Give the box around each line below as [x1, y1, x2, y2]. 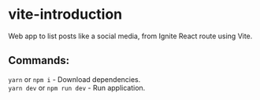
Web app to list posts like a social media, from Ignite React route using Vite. [8, 31, 253, 41]
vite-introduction [8, 5, 123, 23]
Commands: [8, 54, 70, 67]
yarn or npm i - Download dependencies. [8, 74, 141, 84]
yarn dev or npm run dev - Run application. [8, 83, 146, 92]
